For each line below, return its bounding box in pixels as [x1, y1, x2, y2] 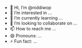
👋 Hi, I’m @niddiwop [9, 5, 51, 10]
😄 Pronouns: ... [9, 33, 42, 39]
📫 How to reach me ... [9, 26, 56, 31]
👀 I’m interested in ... [9, 10, 52, 16]
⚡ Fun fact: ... [9, 38, 37, 44]
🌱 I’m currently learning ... [9, 15, 63, 21]
